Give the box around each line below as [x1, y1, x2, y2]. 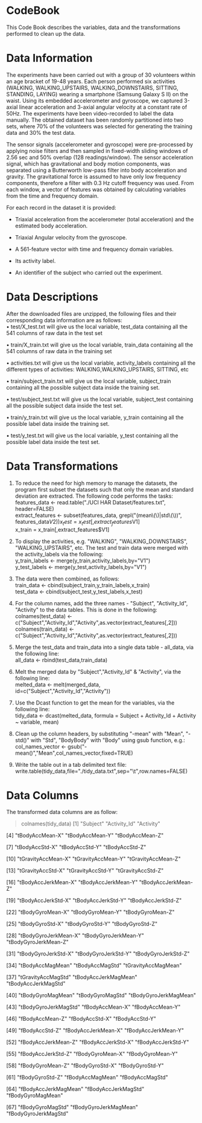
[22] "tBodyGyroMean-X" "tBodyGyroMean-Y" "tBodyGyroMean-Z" [6, 908, 175, 916]
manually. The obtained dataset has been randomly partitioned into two [6, 116, 184, 123]
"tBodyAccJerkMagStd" [6, 980, 66, 988]
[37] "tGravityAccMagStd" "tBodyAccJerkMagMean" [6, 974, 137, 981]
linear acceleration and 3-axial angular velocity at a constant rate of [19, 103, 188, 111]
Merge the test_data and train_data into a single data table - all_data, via [14, 643, 194, 651]
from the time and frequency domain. [6, 192, 99, 200]
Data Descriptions [6, 290, 98, 304]
